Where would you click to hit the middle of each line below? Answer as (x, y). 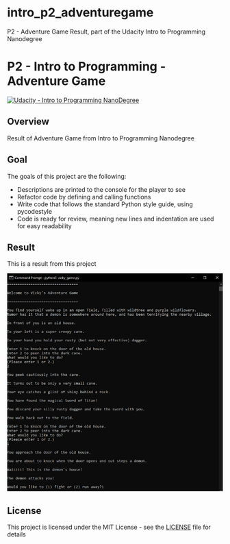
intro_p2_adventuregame (80, 13)
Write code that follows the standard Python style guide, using (105, 204)
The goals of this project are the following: (67, 176)
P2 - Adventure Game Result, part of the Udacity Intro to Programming (106, 32)
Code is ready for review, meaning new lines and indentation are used (115, 219)
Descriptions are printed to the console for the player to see (101, 189)
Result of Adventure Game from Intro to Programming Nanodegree (101, 138)
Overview (28, 122)
